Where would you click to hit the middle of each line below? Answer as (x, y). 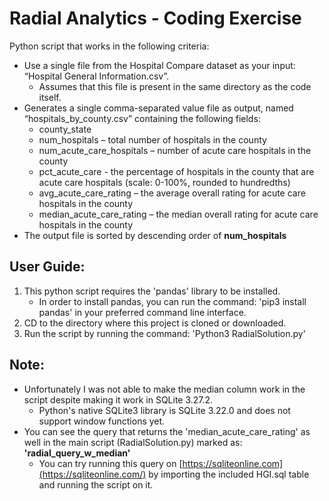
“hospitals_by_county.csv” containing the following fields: (142, 118)
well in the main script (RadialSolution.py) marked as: (133, 442)
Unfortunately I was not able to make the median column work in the (164, 389)
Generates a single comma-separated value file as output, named (158, 108)
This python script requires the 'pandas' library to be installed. (152, 291)
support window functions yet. (102, 421)
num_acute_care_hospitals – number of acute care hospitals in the (175, 150)
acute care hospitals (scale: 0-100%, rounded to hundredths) (164, 182)
